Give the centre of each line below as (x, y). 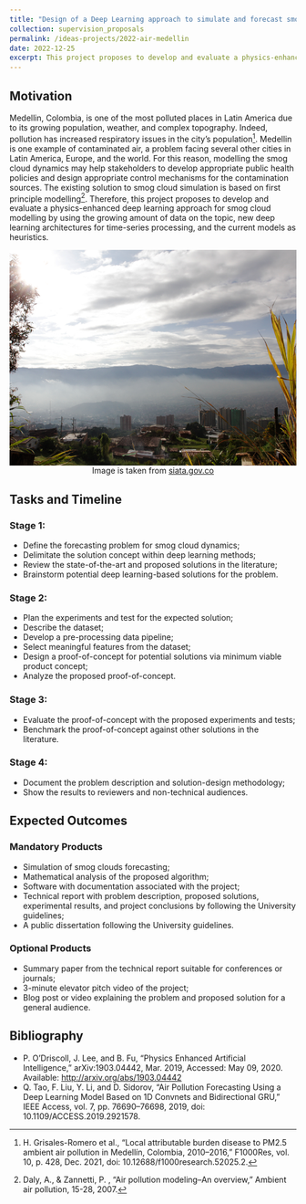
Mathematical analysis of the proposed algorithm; (116, 876)
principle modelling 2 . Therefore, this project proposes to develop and (139, 198)
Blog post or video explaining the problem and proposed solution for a (154, 997)
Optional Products (51, 948)
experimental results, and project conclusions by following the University (159, 906)
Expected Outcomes (68, 821)
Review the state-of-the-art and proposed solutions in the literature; (150, 564)
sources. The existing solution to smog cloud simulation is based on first (145, 187)
